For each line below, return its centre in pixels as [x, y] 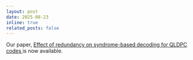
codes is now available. [35, 51]
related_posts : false [33, 28]
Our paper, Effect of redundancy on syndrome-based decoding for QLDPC [97, 45]
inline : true [22, 22]
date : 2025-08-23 [27, 17]
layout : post [22, 11]
